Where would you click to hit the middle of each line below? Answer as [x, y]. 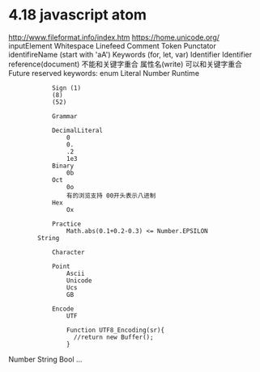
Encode [63, 309]
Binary [63, 166]
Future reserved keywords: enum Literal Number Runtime [104, 73]
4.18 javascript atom [78, 15]
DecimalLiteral [77, 130]
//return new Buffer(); [113, 337]
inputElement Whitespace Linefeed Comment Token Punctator [113, 45]
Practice [66, 224]
